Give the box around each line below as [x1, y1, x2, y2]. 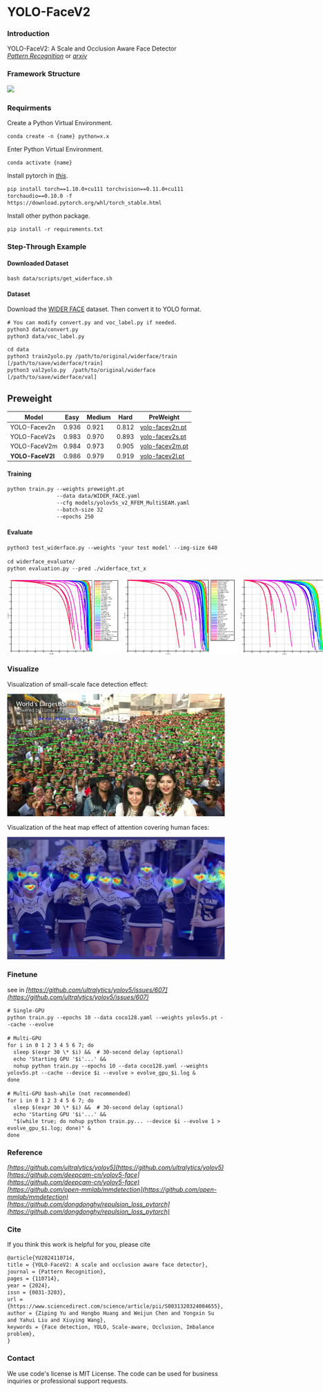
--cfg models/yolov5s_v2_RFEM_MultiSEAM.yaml [56, 499, 190, 507]
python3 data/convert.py [7, 326, 79, 333]
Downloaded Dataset [7, 259, 69, 267]
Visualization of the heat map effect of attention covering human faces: [7, 823, 210, 831]
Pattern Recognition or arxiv [7, 52, 88, 60]
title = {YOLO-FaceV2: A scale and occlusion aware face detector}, [7, 1261, 208, 1269]
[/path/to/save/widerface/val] [7, 374, 97, 381]
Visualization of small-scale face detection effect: [7, 680, 148, 688]
